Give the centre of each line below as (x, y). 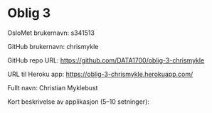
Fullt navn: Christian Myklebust (53, 87)
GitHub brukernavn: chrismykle (53, 46)
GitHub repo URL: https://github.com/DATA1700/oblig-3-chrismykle (106, 60)
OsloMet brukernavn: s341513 (51, 33)
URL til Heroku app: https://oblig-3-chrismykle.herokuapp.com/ (100, 74)
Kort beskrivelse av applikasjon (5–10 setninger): (78, 102)
